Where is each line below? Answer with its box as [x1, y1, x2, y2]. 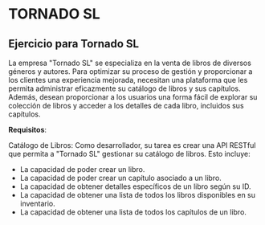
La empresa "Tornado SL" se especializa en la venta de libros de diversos [8, 58, 251, 67]
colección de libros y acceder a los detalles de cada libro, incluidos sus [8, 101, 244, 110]
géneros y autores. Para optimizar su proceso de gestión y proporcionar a [8, 67, 253, 76]
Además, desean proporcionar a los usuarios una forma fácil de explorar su [8, 92, 258, 101]
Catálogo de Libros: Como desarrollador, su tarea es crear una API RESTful [8, 141, 256, 149]
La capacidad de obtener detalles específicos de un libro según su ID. [19, 182, 251, 191]
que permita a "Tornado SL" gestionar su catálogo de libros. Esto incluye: [8, 149, 251, 158]
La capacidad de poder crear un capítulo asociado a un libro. [19, 174, 222, 182]
